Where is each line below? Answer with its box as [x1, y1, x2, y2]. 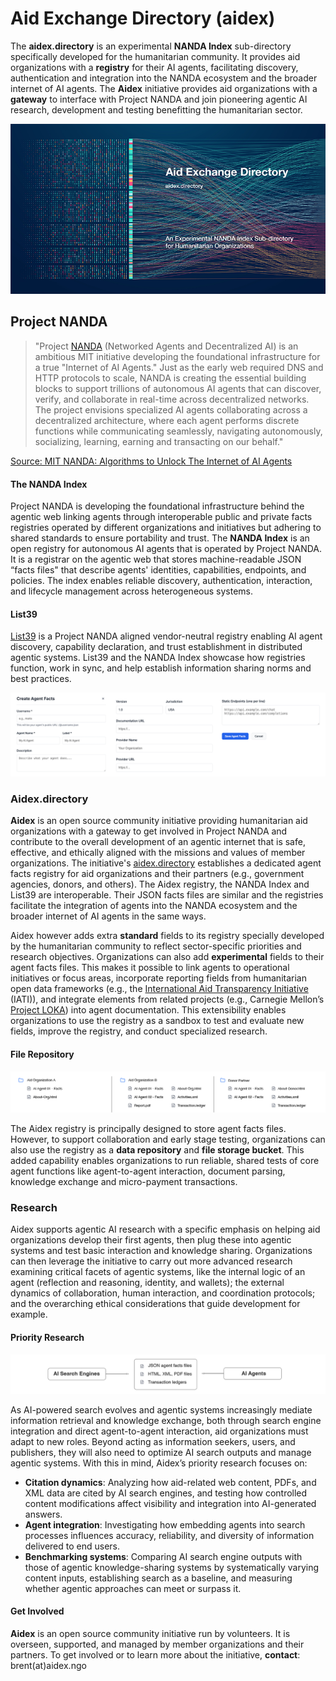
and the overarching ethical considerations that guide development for [10, 1298, 301, 1310]
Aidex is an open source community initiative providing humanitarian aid [10, 815, 308, 827]
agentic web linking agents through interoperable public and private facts [10, 511, 313, 523]
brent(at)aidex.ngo [10, 1659, 87, 1671]
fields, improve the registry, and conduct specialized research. [10, 1025, 268, 1037]
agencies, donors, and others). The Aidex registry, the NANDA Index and [10, 878, 310, 891]
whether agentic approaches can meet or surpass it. [24, 1582, 242, 1594]
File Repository [10, 1048, 75, 1061]
